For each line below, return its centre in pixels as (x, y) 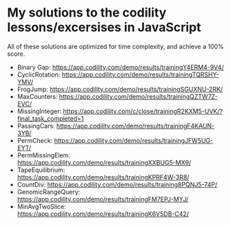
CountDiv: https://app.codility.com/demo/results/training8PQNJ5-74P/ (117, 184)
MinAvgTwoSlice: (42, 206)
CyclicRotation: (39, 75)
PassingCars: (36, 126)
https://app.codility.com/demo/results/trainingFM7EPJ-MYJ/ (102, 199)
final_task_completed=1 (50, 118)
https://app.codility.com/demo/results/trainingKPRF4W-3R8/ (103, 177)
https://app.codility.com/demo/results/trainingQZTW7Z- (139, 96)
